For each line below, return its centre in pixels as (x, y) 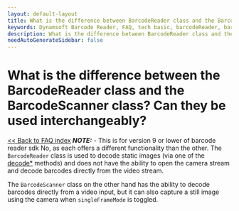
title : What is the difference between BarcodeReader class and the (111, 21)
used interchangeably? (77, 121)
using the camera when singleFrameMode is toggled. (83, 200)
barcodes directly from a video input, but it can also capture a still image (113, 192)
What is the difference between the (114, 76)
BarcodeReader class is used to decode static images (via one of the (106, 156)
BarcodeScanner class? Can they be (117, 105)
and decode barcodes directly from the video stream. (86, 171)
